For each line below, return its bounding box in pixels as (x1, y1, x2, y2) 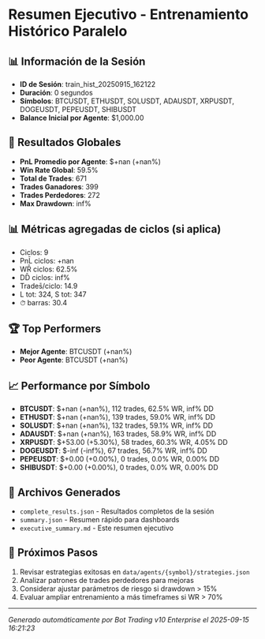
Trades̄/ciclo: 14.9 (19, 281, 78, 290)
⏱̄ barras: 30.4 (19, 297, 68, 307)
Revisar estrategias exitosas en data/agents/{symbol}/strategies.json (19, 566, 250, 577)
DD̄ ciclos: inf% (19, 272, 71, 282)
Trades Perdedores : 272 (19, 190, 101, 200)
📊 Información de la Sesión (8, 54, 146, 68)
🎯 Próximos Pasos (8, 546, 99, 559)
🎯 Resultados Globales (8, 136, 121, 149)
